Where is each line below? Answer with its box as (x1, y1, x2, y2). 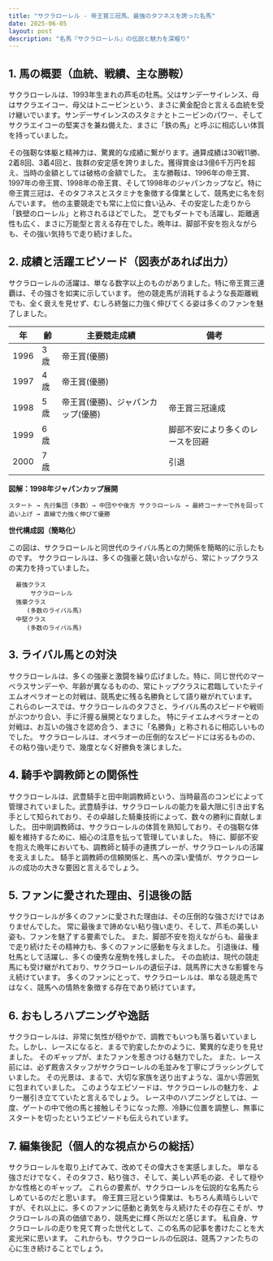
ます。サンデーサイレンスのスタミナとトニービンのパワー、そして (43, 110, 264, 120)
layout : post (8, 27, 53, 35)
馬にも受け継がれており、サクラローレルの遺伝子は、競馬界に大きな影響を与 (8, 962, 264, 972)
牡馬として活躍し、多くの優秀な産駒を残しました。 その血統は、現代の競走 (8, 952, 260, 962)
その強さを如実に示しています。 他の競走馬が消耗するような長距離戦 (29, 288, 259, 297)
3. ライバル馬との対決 (8, 648, 117, 662)
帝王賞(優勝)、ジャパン (61, 396, 150, 407)
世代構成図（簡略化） (8, 525, 80, 535)
